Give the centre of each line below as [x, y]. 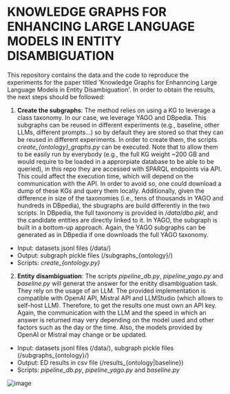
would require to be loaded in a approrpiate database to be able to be [116, 161]
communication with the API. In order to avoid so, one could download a [119, 183]
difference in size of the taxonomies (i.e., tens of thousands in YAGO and [120, 198]
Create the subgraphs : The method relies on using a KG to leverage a [116, 110]
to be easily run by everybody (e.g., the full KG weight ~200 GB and [113, 154]
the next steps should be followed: [56, 96]
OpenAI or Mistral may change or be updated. [82, 334]
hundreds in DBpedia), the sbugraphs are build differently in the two [113, 205]
